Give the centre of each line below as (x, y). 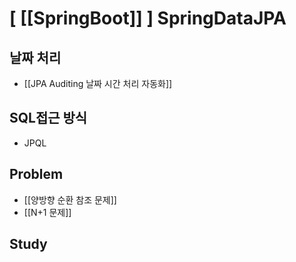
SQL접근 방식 (48, 118)
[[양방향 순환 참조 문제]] (70, 199)
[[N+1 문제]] (47, 212)
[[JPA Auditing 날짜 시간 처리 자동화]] (98, 83)
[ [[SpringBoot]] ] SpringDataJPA (148, 18)
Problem (36, 174)
